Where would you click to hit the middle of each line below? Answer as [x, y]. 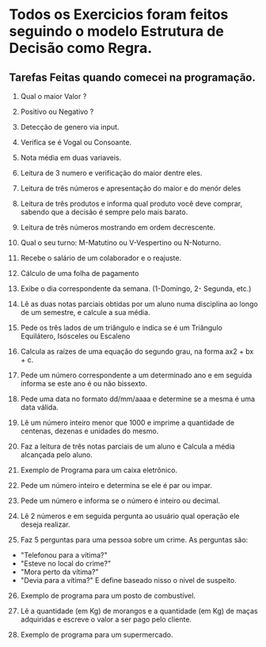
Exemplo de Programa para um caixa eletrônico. [99, 470]
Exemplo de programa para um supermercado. [97, 635]
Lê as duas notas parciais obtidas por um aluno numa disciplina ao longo [139, 304]
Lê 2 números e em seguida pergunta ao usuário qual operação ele [130, 516]
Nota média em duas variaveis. [71, 157]
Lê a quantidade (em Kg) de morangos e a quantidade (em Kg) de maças [139, 611]
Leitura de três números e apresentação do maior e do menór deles [131, 188]
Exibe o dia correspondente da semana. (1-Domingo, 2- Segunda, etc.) [136, 289]
